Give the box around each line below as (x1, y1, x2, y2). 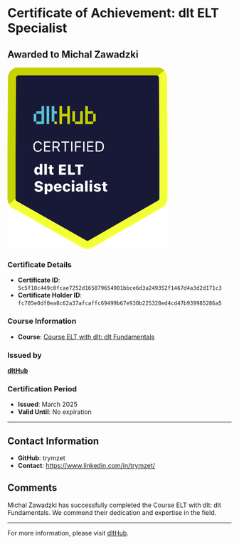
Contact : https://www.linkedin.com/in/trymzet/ (17, 462, 155, 469)
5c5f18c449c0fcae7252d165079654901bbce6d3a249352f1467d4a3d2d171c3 (17, 285, 222, 292)
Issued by (7, 350, 42, 360)
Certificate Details (7, 259, 73, 269)
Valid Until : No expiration (17, 408, 92, 416)
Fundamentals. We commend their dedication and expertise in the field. (7, 508, 217, 516)
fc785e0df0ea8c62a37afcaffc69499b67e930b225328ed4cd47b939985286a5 (17, 300, 222, 307)
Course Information (7, 316, 77, 326)
